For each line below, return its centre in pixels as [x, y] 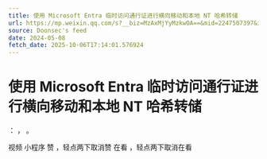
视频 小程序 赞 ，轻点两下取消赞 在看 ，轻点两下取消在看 [100, 147]
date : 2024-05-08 [37, 38]
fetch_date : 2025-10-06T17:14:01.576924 [76, 45]
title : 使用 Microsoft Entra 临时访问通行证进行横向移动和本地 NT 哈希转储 [123, 16]
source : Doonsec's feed [48, 30]
